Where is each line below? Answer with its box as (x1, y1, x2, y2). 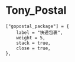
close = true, (16, 45, 51, 51)
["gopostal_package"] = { (5, 23, 69, 29)
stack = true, (16, 40, 51, 46)
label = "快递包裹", (16, 29, 63, 36)
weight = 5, (16, 35, 45, 41)
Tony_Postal (5, 4, 67, 17)
